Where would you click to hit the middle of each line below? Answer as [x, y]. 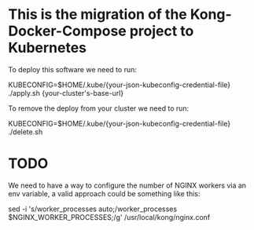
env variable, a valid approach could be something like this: [104, 193]
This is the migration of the [98, 15]
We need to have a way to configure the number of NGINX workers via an [127, 185]
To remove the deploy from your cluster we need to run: [99, 108]
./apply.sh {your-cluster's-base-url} [66, 93]
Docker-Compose [68, 31]
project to [162, 31]
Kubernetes [48, 48]
